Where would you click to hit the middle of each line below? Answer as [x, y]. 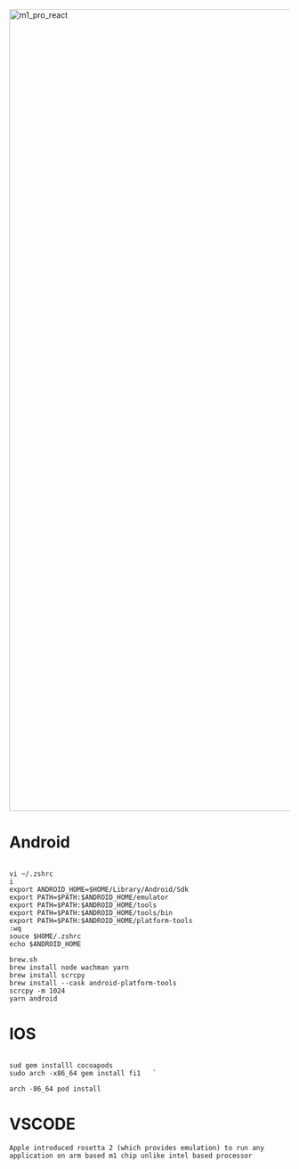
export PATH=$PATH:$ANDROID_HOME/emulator [89, 897]
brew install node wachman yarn [69, 967]
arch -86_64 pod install [55, 1089]
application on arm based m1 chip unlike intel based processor [131, 1156]
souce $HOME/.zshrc [45, 936]
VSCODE [42, 1124]
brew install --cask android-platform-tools [93, 983]
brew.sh [24, 960]
